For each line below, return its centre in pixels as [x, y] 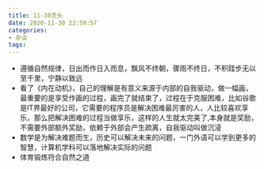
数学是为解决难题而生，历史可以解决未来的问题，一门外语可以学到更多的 [138, 137]
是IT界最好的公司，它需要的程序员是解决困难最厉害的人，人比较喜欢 [130, 108]
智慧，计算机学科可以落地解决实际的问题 [86, 148]
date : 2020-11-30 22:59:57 [53, 23]
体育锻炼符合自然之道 [54, 157]
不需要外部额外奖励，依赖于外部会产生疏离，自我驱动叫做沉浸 [121, 128]
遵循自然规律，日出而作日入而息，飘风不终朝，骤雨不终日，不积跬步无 [134, 69]
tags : [17, 45]
